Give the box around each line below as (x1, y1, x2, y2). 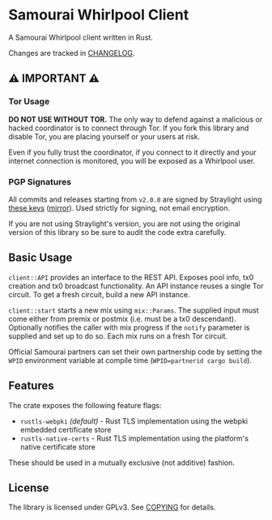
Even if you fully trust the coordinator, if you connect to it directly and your (8, 147, 257, 157)
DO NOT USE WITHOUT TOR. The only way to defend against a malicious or (8, 114, 263, 124)
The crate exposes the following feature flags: (8, 400, 162, 410)
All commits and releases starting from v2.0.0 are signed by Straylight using (8, 194, 262, 204)
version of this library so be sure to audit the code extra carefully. (8, 227, 227, 237)
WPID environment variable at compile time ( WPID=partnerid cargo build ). (8, 355, 253, 365)
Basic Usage (8, 251, 73, 265)
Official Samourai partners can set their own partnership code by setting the (8, 347, 263, 356)
